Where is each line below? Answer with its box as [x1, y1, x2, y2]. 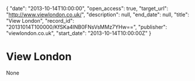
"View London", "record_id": [6, 17, 75, 24]
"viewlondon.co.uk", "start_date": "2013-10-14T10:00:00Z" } [6, 30, 152, 37]
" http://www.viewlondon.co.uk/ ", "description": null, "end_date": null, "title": [6, 11, 190, 18]
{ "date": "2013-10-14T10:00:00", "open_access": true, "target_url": [6, 5, 169, 12]
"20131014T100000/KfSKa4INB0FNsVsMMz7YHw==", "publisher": [6, 23, 167, 30]
